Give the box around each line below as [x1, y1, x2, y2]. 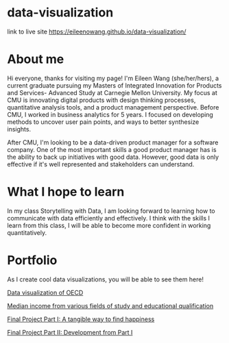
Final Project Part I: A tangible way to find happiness [7, 315, 155, 323]
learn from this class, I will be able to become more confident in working [7, 221, 211, 229]
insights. [7, 125, 32, 133]
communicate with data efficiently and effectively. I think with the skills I [7, 214, 210, 222]
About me [7, 51, 64, 67]
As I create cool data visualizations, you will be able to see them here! [7, 275, 204, 283]
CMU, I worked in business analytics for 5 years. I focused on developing [7, 110, 214, 118]
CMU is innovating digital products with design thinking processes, [7, 96, 196, 104]
